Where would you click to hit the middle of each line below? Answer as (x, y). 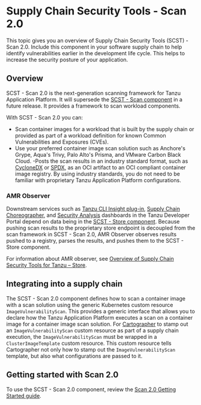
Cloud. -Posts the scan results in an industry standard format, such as (101, 161)
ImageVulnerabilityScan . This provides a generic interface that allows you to (100, 311)
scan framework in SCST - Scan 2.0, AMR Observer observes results (91, 234)
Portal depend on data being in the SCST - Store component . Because (93, 222)
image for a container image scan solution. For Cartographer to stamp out (97, 324)
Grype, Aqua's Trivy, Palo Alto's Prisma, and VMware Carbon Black (98, 154)
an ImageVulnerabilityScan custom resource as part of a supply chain (92, 330)
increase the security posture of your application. (67, 59)
